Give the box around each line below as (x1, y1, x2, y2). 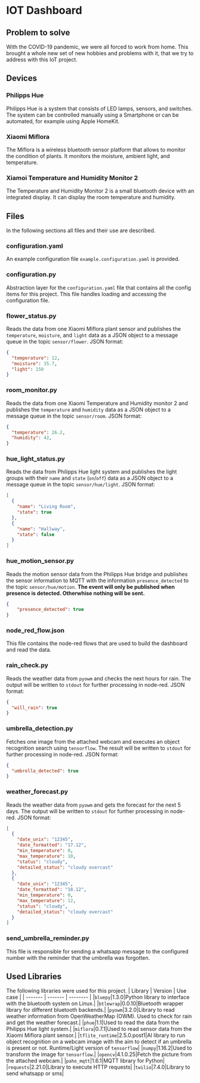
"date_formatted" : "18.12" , (17, 887, 87, 893)
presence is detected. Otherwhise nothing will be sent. (6, 589, 145, 597)
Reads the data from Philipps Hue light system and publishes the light (6, 468, 177, 476)
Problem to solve (6, 28, 70, 38)
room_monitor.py (6, 386, 58, 394)
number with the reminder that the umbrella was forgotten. (6, 954, 150, 961)
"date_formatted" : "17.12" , (17, 842, 87, 848)
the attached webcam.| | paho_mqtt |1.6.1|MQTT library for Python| (6, 1057, 165, 1064)
